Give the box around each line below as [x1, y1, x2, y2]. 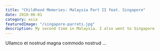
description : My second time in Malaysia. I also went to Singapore [5, 26, 155, 31]
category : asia [5, 17, 38, 22]
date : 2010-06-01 [5, 12, 43, 17]
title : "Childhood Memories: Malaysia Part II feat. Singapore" [5, 7, 146, 13]
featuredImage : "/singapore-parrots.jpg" [5, 21, 95, 27]
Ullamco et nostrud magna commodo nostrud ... [5, 40, 107, 46]
